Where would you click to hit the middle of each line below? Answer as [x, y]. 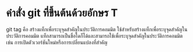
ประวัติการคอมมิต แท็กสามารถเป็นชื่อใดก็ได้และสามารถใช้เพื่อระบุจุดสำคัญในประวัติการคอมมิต [94, 36]
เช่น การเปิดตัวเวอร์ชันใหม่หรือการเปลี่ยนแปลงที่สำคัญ [57, 42]
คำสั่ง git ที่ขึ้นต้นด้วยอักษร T [62, 13]
